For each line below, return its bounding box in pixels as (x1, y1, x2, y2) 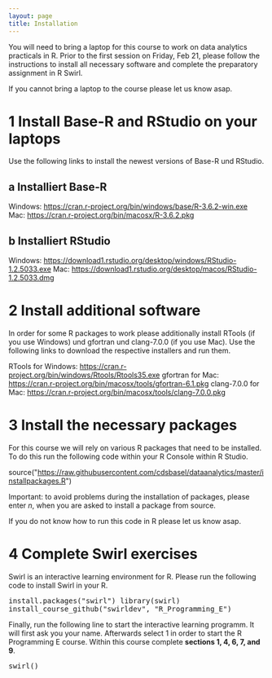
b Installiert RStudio (8, 234, 112, 248)
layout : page (8, 11, 53, 20)
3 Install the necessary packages (8, 416, 238, 434)
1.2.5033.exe (8, 264, 51, 274)
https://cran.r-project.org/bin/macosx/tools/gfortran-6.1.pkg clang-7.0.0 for (8, 379, 260, 388)
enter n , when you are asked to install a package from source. (8, 500, 216, 510)
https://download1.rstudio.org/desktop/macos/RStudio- (72, 264, 257, 274)
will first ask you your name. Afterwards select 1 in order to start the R (8, 628, 242, 638)
